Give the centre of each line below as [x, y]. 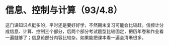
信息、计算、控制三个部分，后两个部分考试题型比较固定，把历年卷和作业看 [87, 31]
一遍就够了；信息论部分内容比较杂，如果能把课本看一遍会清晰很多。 [76, 37]
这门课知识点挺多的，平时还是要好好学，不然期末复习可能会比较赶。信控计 [82, 25]
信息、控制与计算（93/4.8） [64, 10]
